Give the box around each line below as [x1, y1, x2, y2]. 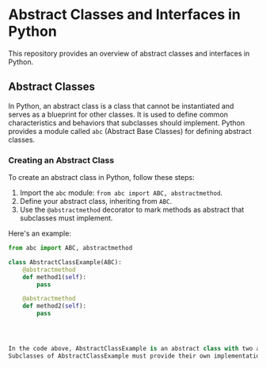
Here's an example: [8, 228, 71, 239]
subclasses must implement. [19, 213, 113, 223]
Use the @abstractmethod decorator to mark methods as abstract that [19, 205, 245, 215]
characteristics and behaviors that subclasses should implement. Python [8, 117, 245, 128]
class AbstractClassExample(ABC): [8, 258, 123, 266]
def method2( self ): [22, 302, 87, 310]
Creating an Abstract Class [8, 155, 115, 166]
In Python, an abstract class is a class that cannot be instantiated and [8, 101, 234, 110]
